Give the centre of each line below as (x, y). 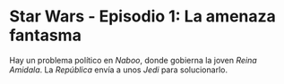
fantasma (46, 35)
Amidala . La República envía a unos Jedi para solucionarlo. (119, 70)
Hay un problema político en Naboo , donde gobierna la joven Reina (133, 60)
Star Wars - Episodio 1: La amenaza (142, 17)
